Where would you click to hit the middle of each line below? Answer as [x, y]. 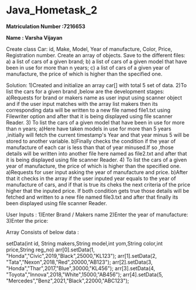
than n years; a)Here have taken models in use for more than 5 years [89, 129]
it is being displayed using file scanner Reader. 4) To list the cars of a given [97, 160]
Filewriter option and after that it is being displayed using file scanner [89, 116]
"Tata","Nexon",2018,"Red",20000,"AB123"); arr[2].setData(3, [80, 262]
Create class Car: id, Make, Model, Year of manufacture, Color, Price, [89, 49]
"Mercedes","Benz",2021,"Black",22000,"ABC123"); [68, 281]
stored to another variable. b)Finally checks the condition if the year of [91, 141]
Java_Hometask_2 [52, 10]
